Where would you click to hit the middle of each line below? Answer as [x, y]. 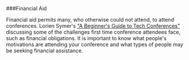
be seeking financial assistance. [45, 51]
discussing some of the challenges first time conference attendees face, [93, 32]
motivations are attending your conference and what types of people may [95, 44]
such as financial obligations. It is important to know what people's [86, 38]
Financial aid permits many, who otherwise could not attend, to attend [90, 20]
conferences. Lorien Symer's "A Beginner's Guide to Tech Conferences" [93, 26]
